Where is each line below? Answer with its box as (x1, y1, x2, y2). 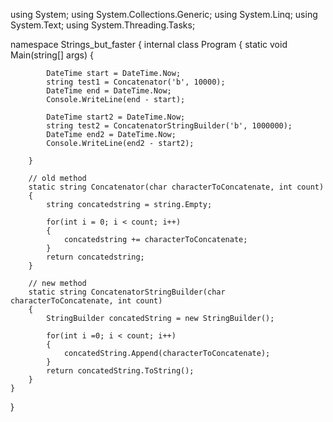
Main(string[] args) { (10, 49, 94, 61)
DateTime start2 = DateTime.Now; (46, 112, 186, 122)
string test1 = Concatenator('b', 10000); (46, 77, 226, 87)
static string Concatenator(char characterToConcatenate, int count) (28, 182, 325, 192)
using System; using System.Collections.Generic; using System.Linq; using (10, 9, 318, 20)
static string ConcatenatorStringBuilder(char (28, 287, 226, 297)
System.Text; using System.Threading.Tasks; (10, 19, 196, 31)
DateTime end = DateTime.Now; (46, 86, 172, 96)
